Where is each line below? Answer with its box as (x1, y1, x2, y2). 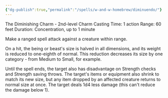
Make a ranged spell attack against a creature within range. (5, 36, 127, 42)
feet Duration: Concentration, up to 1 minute (5, 26, 95, 32)
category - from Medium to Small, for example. (5, 56, 102, 62)
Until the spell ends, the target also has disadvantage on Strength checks (5, 66, 156, 72)
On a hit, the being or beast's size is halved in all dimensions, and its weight (5, 45, 161, 51)
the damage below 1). (5, 87, 49, 93)
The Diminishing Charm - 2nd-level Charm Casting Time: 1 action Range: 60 (5, 21, 161, 27)
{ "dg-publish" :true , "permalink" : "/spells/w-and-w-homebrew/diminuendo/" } (5, 7, 162, 12)
